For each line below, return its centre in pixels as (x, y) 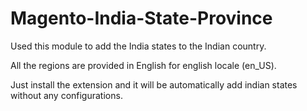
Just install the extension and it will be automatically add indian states (154, 84)
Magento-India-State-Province (141, 18)
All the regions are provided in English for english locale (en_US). (143, 65)
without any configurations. (66, 95)
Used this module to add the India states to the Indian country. (138, 46)
